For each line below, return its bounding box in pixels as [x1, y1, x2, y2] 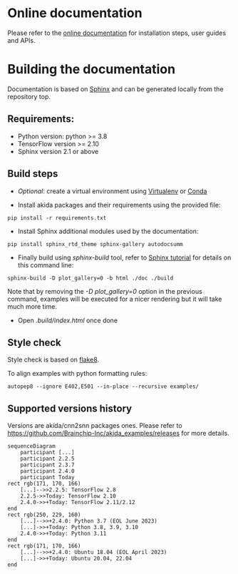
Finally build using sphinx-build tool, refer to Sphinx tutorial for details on [17, 253, 232, 262]
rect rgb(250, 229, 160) [7, 511, 81, 518]
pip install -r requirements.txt [7, 214, 107, 222]
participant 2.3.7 [20, 461, 75, 468]
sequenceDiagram [7, 443, 56, 450]
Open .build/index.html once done [17, 316, 118, 324]
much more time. [7, 302, 57, 311]
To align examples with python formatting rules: [7, 369, 148, 378]
